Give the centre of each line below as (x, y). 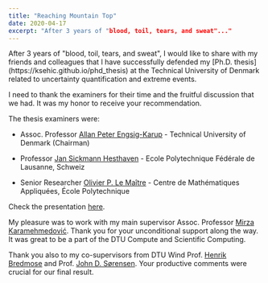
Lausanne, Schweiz (52, 167)
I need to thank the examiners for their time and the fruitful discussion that (131, 95)
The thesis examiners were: (54, 119)
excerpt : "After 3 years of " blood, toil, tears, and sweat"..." (120, 31)
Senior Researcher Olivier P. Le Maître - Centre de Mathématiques (130, 183)
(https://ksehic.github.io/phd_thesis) (68, 71)
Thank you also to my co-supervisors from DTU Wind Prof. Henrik (118, 255)
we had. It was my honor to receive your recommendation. (105, 103)
